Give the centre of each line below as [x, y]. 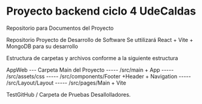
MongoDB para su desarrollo [42, 46]
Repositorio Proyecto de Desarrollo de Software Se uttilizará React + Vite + [100, 40]
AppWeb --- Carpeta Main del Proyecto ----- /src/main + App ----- [90, 70]
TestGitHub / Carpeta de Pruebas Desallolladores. [69, 94]
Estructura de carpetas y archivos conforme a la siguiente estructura [92, 58]
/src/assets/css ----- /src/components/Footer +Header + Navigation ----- [99, 76]
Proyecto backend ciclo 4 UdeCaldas [101, 11]
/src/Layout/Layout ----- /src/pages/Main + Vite [66, 83]
